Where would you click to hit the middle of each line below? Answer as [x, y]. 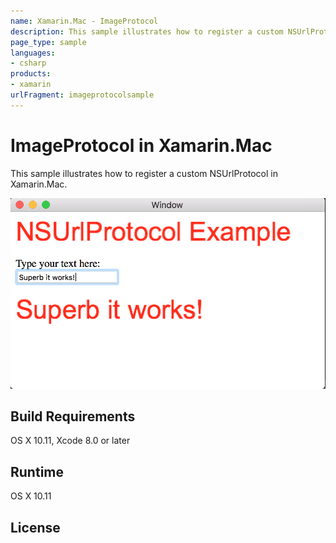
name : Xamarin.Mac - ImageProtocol [84, 21]
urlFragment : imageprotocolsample [82, 95]
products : [31, 74]
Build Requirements [73, 416]
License [35, 527]
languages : [33, 53]
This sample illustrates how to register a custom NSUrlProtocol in [144, 173]
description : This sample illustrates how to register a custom [147, 31]
